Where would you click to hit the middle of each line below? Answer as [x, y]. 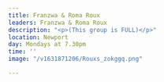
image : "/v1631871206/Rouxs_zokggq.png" [76, 59]
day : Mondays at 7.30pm [47, 45]
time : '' [22, 52]
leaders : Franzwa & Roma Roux [58, 23]
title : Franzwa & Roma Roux [54, 15]
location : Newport [38, 37]
